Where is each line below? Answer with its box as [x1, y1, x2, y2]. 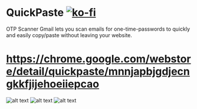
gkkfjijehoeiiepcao [6, 77, 99, 91]
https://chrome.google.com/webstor [6, 52, 191, 66]
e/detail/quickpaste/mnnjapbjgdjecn [6, 65, 191, 78]
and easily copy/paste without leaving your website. [6, 31, 133, 38]
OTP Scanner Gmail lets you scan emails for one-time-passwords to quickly [6, 25, 191, 32]
